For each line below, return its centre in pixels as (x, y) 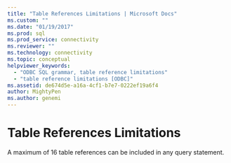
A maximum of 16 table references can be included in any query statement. (116, 152)
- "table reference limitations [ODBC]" (73, 79)
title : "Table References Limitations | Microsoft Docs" (92, 14)
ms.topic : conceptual (39, 59)
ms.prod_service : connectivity (53, 40)
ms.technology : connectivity (50, 53)
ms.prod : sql (26, 33)
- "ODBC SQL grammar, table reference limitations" (91, 72)
